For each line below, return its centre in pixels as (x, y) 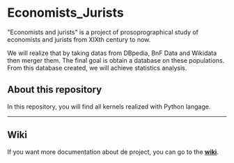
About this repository (55, 90)
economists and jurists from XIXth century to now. (79, 39)
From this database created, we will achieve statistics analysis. (97, 68)
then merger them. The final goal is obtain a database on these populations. (116, 60)
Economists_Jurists (65, 13)
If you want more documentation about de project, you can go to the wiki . (113, 152)
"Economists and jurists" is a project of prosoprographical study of (103, 32)
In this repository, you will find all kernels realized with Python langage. (109, 107)
